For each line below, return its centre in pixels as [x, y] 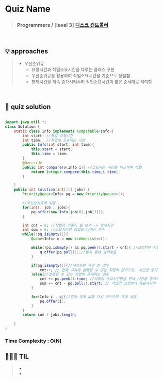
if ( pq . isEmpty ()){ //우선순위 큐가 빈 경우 [70, 265]
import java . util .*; [26, 122]
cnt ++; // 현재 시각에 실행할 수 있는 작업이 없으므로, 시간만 [94, 270]
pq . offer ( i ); [53, 301]
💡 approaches [27, 51]
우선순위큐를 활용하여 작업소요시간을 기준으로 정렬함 [81, 76]
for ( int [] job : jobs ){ [46, 207]
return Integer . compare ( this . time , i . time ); [75, 172]
